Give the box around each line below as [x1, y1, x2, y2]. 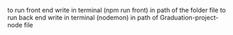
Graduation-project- [159, 13, 219, 22]
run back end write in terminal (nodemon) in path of [7, 13, 158, 22]
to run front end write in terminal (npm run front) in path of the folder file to [7, 6, 226, 14]
